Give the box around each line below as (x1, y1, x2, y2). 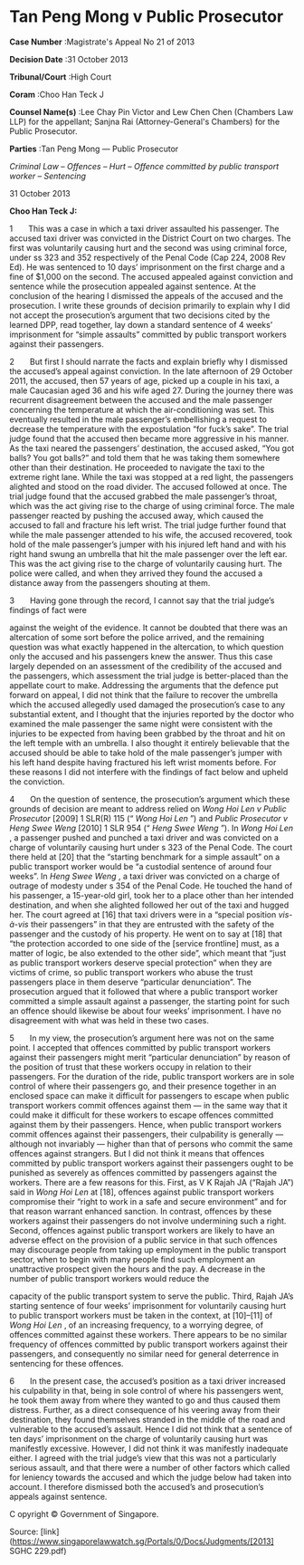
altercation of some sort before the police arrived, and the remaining (9, 631, 265, 642)
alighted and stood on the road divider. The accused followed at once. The (9, 481, 288, 492)
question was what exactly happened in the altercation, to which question (9, 641, 284, 652)
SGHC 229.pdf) (9, 1545, 67, 1556)
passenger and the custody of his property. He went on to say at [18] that (9, 928, 283, 939)
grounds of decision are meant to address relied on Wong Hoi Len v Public (9, 803, 287, 814)
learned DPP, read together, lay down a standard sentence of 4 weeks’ (9, 319, 273, 330)
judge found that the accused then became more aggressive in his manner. (9, 433, 290, 444)
